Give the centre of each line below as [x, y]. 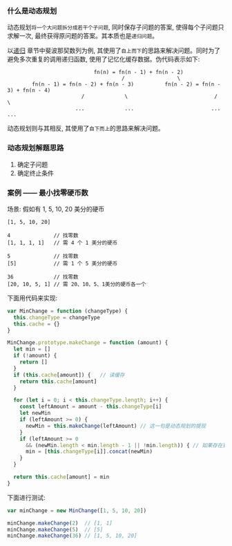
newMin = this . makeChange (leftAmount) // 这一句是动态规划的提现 [116, 426]
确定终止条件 [35, 173]
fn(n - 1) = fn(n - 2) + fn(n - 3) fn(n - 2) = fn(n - [126, 84]
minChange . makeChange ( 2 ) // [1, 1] [60, 523]
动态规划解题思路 [36, 148]
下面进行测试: [27, 497]
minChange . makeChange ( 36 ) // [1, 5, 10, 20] [72, 536]
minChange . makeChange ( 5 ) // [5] [55, 529]
